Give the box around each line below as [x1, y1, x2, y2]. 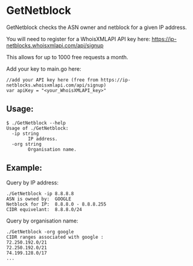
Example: [6, 163, 42, 173]
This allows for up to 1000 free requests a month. [6, 53, 128, 60]
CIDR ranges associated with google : [6, 234, 104, 240]
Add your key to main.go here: [6, 65, 81, 73]
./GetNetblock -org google [6, 229, 74, 235]
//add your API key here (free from [6, 77, 98, 83]
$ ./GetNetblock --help [6, 120, 66, 126]
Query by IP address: [6, 179, 59, 186]
